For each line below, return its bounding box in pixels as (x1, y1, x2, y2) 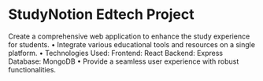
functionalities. (8, 64, 57, 74)
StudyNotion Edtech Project (8, 6, 194, 24)
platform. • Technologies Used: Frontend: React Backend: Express (8, 48, 224, 57)
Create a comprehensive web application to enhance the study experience (8, 31, 250, 41)
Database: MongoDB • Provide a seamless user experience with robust (8, 57, 239, 66)
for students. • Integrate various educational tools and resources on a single (8, 39, 256, 49)
